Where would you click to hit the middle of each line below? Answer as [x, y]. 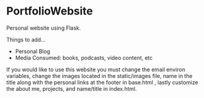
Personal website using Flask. [44, 28]
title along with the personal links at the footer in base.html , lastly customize [102, 82]
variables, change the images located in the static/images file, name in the [100, 76]
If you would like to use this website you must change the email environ [96, 69]
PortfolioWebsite [50, 11]
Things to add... [26, 39]
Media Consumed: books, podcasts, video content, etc [84, 57]
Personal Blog [33, 51]
